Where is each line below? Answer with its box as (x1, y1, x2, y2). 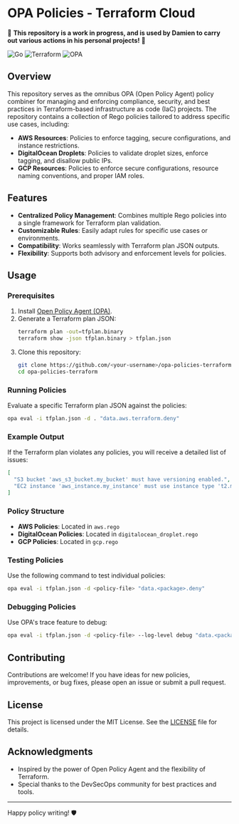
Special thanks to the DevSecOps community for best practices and (17, 780, 217, 788)
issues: (7, 456, 28, 464)
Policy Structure (7, 506, 65, 516)
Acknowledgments (7, 746, 94, 758)
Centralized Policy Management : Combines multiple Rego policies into (17, 211, 227, 219)
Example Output (7, 432, 65, 442)
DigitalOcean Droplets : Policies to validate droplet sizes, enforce (17, 148, 208, 157)
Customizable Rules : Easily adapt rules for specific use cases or (17, 226, 208, 234)
